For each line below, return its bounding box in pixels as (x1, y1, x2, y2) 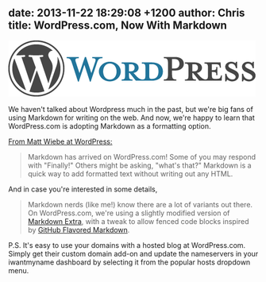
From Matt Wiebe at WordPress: (8, 137, 113, 146)
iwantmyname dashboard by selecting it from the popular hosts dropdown (8, 257, 251, 267)
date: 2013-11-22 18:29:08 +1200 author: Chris (8, 6, 245, 20)
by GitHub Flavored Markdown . (27, 225, 130, 234)
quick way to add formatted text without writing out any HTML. (27, 168, 233, 178)
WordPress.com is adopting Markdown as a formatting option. (8, 121, 212, 130)
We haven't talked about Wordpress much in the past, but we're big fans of (8, 104, 254, 114)
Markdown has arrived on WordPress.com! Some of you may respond (27, 152, 256, 161)
